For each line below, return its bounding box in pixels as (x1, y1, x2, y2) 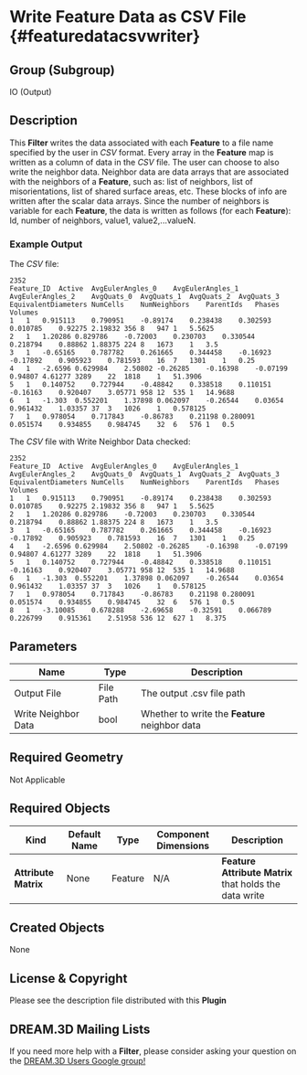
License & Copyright (9, 971, 128, 986)
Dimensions (156, 839, 210, 852)
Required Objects (9, 801, 111, 816)
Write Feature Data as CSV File (9, 6, 247, 27)
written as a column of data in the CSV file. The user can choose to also (9, 156, 281, 167)
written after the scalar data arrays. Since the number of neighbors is (9, 195, 270, 207)
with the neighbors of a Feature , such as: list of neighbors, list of (9, 176, 253, 186)
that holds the (221, 878, 281, 890)
